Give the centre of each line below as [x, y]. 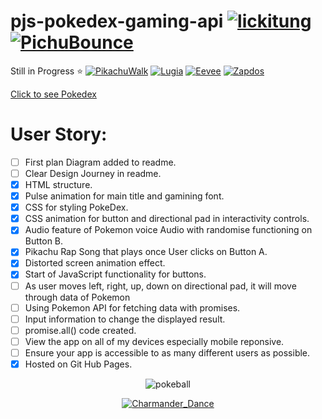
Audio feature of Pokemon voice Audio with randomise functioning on [168, 230]
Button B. [44, 241]
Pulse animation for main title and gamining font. [124, 196]
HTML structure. [58, 184]
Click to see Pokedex [53, 94]
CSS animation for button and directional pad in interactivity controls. [167, 219]
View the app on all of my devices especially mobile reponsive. [154, 341]
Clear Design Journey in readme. [93, 173]
